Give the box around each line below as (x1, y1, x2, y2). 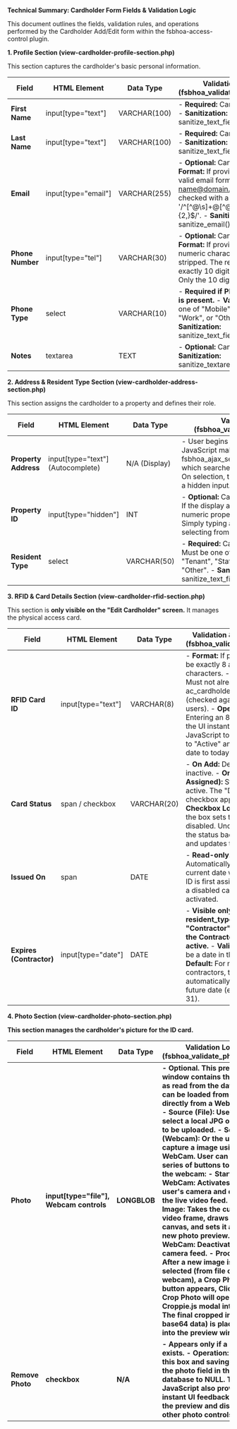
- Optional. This (162, 1063, 217, 1073)
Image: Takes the (162, 1205, 221, 1214)
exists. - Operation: (162, 1348, 229, 1358)
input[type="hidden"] (48, 510, 120, 519)
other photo (162, 1410, 203, 1419)
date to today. (186, 748, 231, 757)
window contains (162, 1072, 221, 1082)
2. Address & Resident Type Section (7, 378, 115, 386)
